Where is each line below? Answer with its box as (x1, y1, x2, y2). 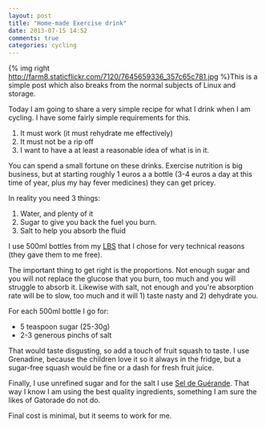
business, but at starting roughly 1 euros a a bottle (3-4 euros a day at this (8, 170, 252, 179)
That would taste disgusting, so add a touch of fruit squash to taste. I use (8, 346, 250, 356)
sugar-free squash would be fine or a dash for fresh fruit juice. (8, 363, 215, 373)
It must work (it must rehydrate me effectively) (19, 129, 174, 138)
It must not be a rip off (19, 137, 94, 146)
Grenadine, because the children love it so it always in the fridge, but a (8, 354, 242, 364)
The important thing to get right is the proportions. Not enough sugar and (8, 266, 250, 275)
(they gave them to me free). (8, 250, 103, 260)
